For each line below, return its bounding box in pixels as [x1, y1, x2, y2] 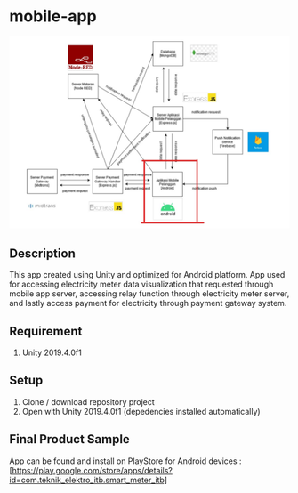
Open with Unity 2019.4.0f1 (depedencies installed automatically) [21, 406, 261, 416]
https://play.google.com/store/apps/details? [12, 465, 173, 475]
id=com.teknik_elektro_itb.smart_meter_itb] [9, 474, 167, 485]
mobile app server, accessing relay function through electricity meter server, [9, 288, 290, 299]
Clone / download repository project [21, 396, 156, 407]
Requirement [9, 323, 83, 339]
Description [9, 246, 76, 261]
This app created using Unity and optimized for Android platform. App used [9, 270, 286, 280]
